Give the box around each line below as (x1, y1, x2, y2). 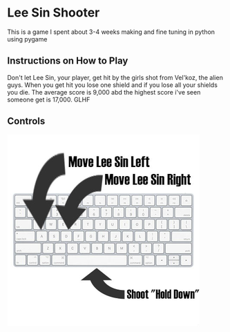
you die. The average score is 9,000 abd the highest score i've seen (7, 88, 201, 96)
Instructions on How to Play (7, 55, 128, 67)
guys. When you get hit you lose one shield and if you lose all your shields (7, 81, 218, 89)
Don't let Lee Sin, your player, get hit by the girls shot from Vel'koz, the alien (7, 73, 223, 81)
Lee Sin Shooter (7, 5, 100, 21)
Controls (7, 115, 46, 127)
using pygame (7, 35, 48, 43)
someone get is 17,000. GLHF (7, 95, 90, 104)
